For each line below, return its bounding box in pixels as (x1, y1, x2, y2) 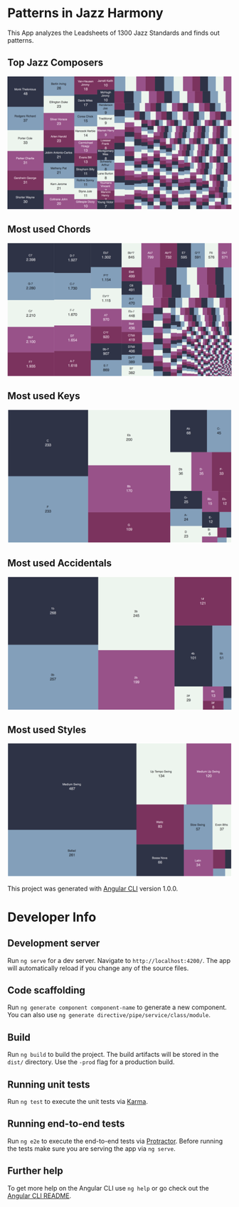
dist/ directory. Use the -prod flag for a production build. (7, 1058, 175, 1066)
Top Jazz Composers (7, 57, 104, 69)
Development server (7, 937, 100, 950)
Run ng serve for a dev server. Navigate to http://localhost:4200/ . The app (7, 956, 231, 964)
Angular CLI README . (7, 1191, 72, 1200)
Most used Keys (7, 390, 80, 402)
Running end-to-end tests (7, 1118, 125, 1130)
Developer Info (7, 909, 97, 925)
